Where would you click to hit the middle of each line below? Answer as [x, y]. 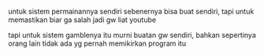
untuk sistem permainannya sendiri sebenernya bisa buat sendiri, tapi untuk [131, 11]
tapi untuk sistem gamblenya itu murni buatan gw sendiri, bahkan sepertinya [132, 35]
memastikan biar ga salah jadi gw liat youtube [82, 20]
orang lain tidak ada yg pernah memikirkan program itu [97, 43]
